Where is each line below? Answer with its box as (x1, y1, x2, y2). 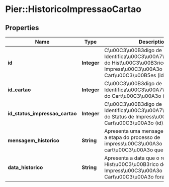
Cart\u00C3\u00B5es (104, 72, 156, 79)
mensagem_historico (8, 137, 59, 144)
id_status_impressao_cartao (8, 110, 77, 117)
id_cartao (8, 86, 31, 93)
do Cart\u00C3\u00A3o (104, 93, 161, 99)
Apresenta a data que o (104, 154, 159, 161)
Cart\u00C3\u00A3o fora (104, 173, 165, 180)
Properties (5, 24, 39, 32)
